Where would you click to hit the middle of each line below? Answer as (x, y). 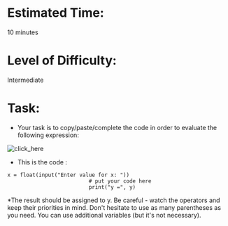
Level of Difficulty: (62, 61)
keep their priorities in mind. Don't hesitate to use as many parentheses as (114, 207)
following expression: (48, 135)
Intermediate (26, 80)
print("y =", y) (112, 187)
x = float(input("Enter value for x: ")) (69, 175)
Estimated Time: (56, 13)
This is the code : (42, 162)
